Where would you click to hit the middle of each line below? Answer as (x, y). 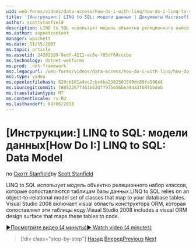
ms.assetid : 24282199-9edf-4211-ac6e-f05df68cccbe (69, 55)
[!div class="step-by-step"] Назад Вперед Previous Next (88, 239)
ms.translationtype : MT (35, 93)
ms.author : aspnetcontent (37, 33)
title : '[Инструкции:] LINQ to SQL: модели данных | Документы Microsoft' (99, 17)
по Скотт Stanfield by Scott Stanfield (50, 174)
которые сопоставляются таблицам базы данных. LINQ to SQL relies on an (98, 191)
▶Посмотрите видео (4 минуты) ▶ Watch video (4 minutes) (79, 228)
